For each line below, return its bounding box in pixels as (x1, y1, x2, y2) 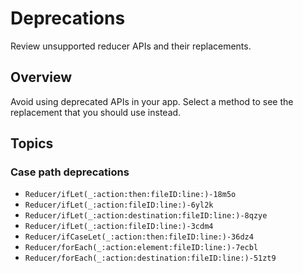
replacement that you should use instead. (10, 106, 182, 118)
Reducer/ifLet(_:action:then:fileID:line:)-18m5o (24, 190, 237, 200)
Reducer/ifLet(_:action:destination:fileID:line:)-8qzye (24, 211, 268, 221)
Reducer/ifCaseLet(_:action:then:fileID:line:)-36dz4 (24, 232, 254, 242)
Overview (10, 69, 73, 86)
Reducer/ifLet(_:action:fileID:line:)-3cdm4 (24, 222, 214, 232)
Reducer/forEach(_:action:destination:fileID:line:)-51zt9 (24, 253, 277, 264)
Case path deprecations (10, 165, 130, 179)
